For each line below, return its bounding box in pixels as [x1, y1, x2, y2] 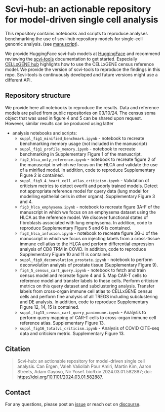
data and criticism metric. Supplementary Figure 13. [19, 330, 125, 336]
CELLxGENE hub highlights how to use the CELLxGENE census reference [5, 61, 154, 67]
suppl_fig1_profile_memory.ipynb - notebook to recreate [19, 145, 136, 152]
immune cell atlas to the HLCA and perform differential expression [19, 241, 154, 247]
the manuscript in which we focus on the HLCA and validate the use [19, 161, 158, 167]
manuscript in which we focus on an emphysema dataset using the [19, 209, 156, 215]
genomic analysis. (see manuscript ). [5, 41, 79, 47]
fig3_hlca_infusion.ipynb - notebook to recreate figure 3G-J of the [19, 230, 158, 236]
